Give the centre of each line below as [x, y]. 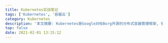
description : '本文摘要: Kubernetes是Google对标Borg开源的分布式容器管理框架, [82, 23]
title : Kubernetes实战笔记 [32, 10]
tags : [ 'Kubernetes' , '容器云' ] [38, 14]
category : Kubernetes [28, 19]
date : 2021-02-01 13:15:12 [33, 33]
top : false [16, 28]
